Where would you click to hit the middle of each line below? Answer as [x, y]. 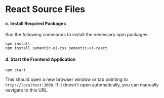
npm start [16, 70]
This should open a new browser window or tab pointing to [67, 79]
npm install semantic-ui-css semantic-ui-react [56, 48]
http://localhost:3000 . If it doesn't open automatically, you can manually [82, 84]
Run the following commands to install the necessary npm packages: [77, 35]
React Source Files [45, 9]
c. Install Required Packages [36, 23]
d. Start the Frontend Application [40, 59]
